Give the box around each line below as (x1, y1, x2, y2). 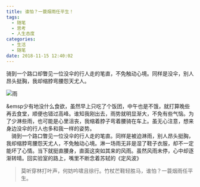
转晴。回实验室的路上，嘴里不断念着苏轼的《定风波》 (11, 154, 142, 161)
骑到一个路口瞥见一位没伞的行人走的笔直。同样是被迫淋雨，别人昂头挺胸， (11, 132, 194, 140)
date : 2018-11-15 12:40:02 (6, 53, 73, 59)
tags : (6, 14, 20, 20)
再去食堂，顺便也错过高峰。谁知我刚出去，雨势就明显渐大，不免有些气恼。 (6, 110, 189, 117)
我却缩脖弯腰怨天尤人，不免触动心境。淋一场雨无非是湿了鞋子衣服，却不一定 (6, 140, 194, 147)
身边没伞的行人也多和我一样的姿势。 (6, 125, 95, 132)
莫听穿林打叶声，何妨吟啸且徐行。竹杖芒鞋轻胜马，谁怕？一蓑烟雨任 (20, 167, 188, 174)
